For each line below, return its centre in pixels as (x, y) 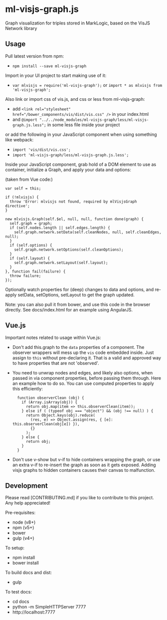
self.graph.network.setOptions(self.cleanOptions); (69, 250)
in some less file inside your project (83, 125)
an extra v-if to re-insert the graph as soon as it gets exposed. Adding (84, 465)
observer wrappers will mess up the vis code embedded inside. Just (83, 352)
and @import (25, 119)
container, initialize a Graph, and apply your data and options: (68, 169)
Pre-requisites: (20, 513)
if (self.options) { (31, 245)
